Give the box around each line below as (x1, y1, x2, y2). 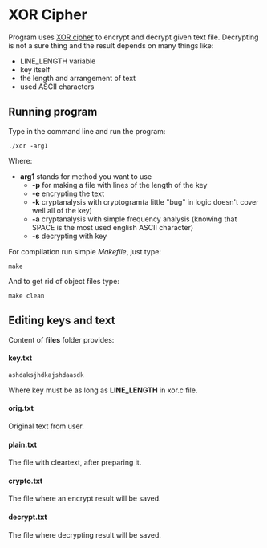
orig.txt (8, 404, 34, 413)
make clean (8, 291, 45, 300)
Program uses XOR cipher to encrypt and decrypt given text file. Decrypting (8, 32, 259, 42)
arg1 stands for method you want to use (19, 171, 152, 181)
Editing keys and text (8, 314, 115, 327)
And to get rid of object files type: (8, 276, 120, 286)
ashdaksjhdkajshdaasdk (8, 371, 84, 379)
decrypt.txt (8, 512, 47, 522)
